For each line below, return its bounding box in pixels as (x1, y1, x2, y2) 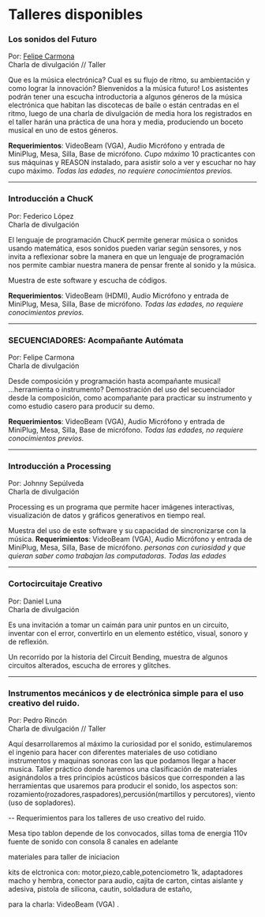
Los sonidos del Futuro (8, 34, 97, 45)
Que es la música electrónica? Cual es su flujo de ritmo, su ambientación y (8, 75, 251, 85)
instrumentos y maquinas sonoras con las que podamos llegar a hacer (8, 756, 237, 765)
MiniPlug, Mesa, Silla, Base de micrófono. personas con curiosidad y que (8, 543, 246, 552)
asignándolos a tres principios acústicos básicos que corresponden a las (8, 772, 245, 782)
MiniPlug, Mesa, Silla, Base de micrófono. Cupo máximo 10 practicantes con (8, 149, 256, 159)
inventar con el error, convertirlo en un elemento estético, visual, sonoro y (8, 628, 248, 637)
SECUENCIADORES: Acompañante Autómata (8, 334, 184, 345)
